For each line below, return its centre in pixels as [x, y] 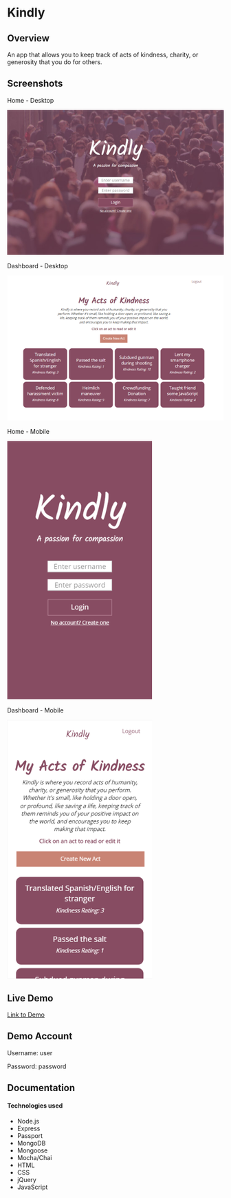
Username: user [30, 1052]
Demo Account [40, 1036]
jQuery [26, 1179]
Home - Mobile [29, 432]
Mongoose [32, 1150]
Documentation [41, 1088]
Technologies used [35, 1106]
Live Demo [30, 998]
